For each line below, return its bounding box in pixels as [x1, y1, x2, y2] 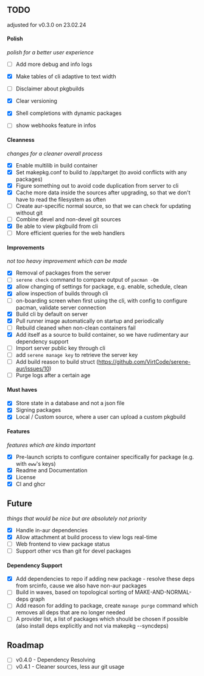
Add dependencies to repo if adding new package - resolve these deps [15, 575, 195, 582]
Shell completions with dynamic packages [15, 109, 122, 117]
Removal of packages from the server [15, 269, 111, 277]
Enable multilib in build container [15, 161, 98, 169]
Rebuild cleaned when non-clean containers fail [15, 324, 136, 331]
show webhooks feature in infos [15, 122, 96, 129]
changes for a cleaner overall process [7, 150, 103, 157]
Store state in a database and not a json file [15, 400, 125, 407]
